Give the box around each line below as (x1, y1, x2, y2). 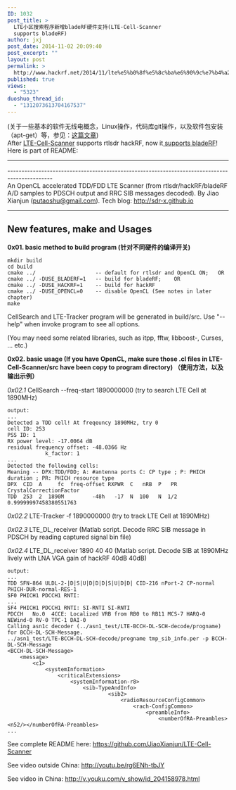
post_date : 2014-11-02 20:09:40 (7, 43, 102, 50)
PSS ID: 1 (7, 431, 37, 438)
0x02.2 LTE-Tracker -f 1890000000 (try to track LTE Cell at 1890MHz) (7, 511, 210, 520)
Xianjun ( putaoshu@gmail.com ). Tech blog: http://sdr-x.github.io (7, 196, 194, 205)
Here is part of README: (7, 146, 79, 155)
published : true (7, 75, 55, 83)
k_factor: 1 (44, 450, 80, 457)
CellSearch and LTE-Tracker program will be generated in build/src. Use (7, 312, 216, 321)
